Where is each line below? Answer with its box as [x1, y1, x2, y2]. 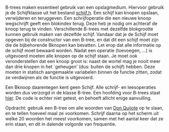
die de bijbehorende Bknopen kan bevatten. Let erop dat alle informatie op [5, 42, 161, 48]
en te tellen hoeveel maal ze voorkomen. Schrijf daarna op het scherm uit [5, 110, 159, 116]
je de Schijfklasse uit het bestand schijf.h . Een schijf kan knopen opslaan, [5, 10, 159, 16]
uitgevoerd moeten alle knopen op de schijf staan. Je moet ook [5, 53, 138, 59]
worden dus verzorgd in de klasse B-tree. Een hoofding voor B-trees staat [5, 90, 160, 95]
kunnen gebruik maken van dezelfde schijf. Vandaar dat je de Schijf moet [5, 31, 159, 37]
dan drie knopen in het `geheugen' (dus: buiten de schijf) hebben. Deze [5, 63, 155, 70]
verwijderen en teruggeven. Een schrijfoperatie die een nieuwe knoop [5, 15, 152, 21]
